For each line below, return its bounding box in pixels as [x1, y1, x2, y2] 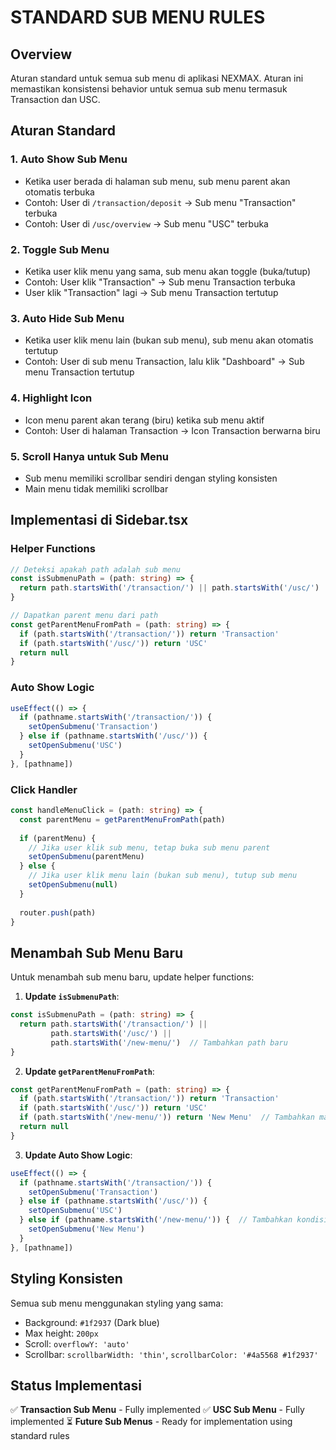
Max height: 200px [24, 1327, 99, 1339]
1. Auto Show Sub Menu [10, 152, 128, 166]
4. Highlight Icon [10, 391, 93, 405]
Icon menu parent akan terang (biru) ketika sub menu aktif [24, 414, 265, 426]
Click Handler [10, 782, 78, 796]
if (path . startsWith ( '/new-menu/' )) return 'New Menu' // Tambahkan [19, 1112, 315, 1123]
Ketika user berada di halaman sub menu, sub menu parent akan [24, 175, 291, 187]
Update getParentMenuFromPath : [24, 1065, 155, 1077]
